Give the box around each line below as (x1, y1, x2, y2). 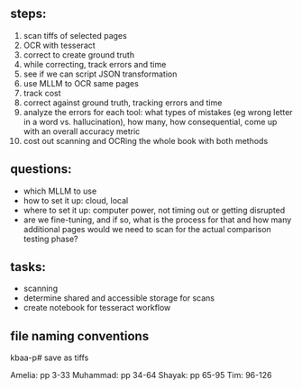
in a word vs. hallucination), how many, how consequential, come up (23, 116, 278, 127)
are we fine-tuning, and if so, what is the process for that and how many (23, 214, 292, 225)
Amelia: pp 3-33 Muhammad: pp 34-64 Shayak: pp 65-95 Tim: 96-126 (10, 370, 272, 381)
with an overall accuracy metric (23, 125, 141, 137)
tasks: (10, 259, 46, 275)
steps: (10, 6, 47, 22)
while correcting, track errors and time (23, 59, 167, 69)
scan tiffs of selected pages (23, 30, 127, 41)
